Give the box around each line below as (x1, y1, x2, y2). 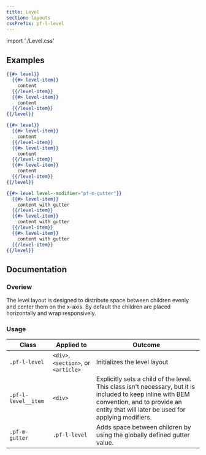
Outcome (132, 341, 161, 350)
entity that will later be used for (96, 405, 186, 414)
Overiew (6, 283, 32, 291)
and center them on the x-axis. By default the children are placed (6, 303, 171, 310)
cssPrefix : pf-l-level (6, 20, 64, 26)
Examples (6, 55, 45, 65)
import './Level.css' (6, 37, 55, 45)
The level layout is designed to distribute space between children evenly (6, 297, 189, 304)
